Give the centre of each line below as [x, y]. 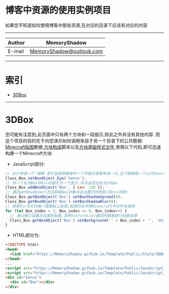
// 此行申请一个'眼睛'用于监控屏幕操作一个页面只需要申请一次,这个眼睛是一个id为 [80, 173]
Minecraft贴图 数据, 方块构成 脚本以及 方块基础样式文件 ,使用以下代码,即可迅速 [83, 147]
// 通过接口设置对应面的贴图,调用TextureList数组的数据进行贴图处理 [73, 215]
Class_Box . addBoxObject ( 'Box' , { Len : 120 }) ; [55, 188]
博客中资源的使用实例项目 [58, 10]
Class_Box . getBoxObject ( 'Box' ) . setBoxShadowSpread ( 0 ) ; [64, 197]
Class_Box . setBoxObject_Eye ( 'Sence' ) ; [46, 178]
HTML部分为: [26, 235]
